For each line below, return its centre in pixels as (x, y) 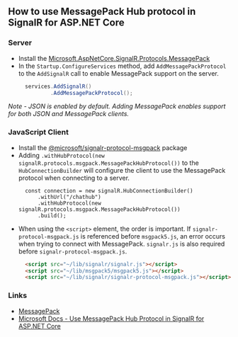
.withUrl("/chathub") (69, 197)
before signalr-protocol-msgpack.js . (73, 251)
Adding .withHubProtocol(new (61, 155)
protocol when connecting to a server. (74, 178)
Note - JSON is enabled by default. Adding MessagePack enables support (117, 106)
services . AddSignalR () (58, 86)
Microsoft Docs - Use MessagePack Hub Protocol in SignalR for (111, 319)
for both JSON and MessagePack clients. (69, 114)
